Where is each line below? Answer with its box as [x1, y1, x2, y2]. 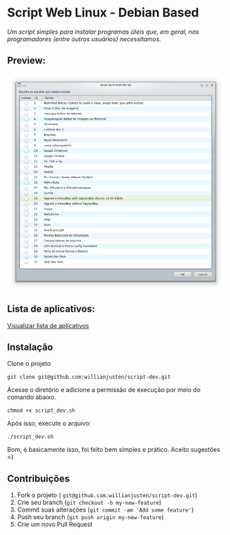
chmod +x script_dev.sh [7, 407, 76, 414]
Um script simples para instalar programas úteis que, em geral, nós [7, 28, 200, 36]
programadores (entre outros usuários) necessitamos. [7, 34, 162, 43]
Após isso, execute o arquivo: [7, 419, 92, 428]
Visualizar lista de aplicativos [7, 321, 90, 329]
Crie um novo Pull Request [17, 521, 93, 529]
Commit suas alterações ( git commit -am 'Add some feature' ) [17, 505, 194, 514]
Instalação [7, 341, 54, 353]
